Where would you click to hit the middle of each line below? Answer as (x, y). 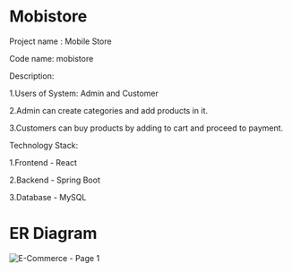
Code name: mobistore (52, 58)
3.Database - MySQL (48, 197)
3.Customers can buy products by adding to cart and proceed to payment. (146, 128)
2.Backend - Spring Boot (55, 180)
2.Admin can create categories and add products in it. (109, 110)
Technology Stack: (44, 145)
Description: (32, 76)
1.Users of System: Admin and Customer (84, 93)
